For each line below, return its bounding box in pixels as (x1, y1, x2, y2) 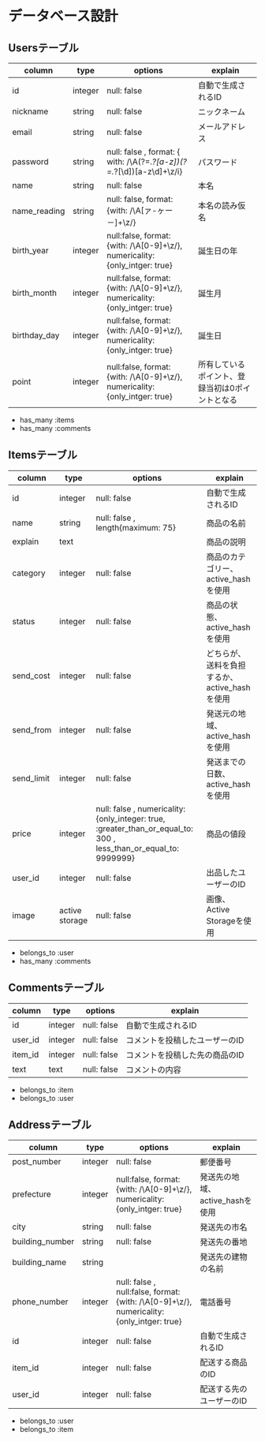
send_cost (12, 670, 50, 681)
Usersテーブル (8, 41, 79, 54)
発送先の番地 (200, 1237, 248, 1248)
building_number (12, 1236, 75, 1247)
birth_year (12, 245, 49, 256)
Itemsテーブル (8, 448, 77, 462)
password (12, 156, 49, 167)
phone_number (12, 1296, 69, 1307)
